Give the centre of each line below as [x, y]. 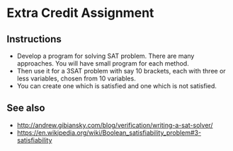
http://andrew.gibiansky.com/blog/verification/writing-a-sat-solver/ [115, 125]
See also [26, 108]
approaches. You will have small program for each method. [103, 64]
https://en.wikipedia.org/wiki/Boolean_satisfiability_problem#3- [109, 133]
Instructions [34, 39]
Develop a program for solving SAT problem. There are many [106, 56]
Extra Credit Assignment [80, 13]
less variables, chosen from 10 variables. [76, 78]
